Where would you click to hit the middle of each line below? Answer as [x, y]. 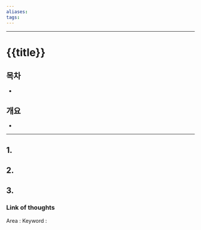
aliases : [17, 12]
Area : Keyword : [27, 220]
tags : [13, 17]
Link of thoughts [31, 208]
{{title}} [26, 52]
